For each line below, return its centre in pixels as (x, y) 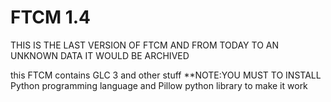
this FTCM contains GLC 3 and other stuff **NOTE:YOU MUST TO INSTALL (166, 75)
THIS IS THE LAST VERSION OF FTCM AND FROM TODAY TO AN (144, 45)
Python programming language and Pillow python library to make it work (159, 85)
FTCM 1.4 (51, 17)
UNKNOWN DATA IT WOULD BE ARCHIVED (100, 55)
